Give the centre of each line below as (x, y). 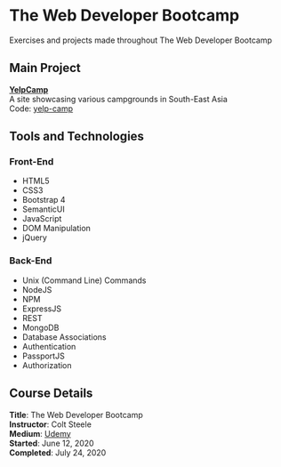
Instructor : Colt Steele (50, 424)
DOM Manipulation (56, 229)
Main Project (45, 68)
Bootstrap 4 (44, 200)
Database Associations (64, 337)
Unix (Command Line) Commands (84, 280)
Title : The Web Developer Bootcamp (76, 415)
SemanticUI (43, 209)
